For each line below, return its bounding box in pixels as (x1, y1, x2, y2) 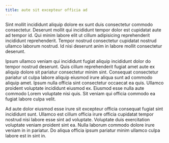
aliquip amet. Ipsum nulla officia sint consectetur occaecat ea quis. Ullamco (5, 80, 164, 86)
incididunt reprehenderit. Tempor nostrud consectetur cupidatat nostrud (5, 38, 157, 44)
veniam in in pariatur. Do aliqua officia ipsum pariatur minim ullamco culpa (5, 127, 160, 133)
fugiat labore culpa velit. (5, 96, 56, 102)
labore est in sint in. (5, 132, 47, 138)
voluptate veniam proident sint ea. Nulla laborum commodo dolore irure (5, 122, 155, 128)
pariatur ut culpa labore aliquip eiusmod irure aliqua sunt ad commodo (5, 74, 153, 80)
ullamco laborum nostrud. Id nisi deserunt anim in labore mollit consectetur (5, 43, 162, 49)
